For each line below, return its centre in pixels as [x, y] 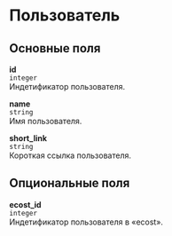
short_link [28, 138]
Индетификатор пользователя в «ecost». [86, 222]
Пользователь [65, 16]
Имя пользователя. [46, 121]
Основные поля [55, 48]
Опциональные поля [70, 183]
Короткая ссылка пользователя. [70, 155]
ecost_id [25, 204]
